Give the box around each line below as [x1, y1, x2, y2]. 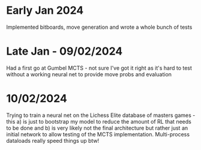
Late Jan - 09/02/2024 [6, 44, 123, 58]
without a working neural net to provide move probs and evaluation [6, 70, 172, 78]
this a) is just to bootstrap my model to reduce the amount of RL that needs [6, 118, 192, 125]
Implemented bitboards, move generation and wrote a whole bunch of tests [6, 23, 193, 31]
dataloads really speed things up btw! [6, 137, 100, 144]
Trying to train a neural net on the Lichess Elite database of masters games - [6, 112, 196, 119]
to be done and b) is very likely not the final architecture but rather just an [6, 124, 188, 131]
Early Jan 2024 [6, 4, 84, 17]
